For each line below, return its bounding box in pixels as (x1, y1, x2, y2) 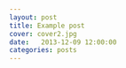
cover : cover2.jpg (9, 29, 77, 38)
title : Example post (9, 21, 86, 30)
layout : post (9, 12, 58, 22)
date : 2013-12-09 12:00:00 (9, 37, 117, 47)
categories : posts (9, 46, 77, 55)
